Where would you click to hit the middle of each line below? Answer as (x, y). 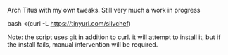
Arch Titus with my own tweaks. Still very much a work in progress (104, 10)
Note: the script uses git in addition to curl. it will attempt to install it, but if (114, 37)
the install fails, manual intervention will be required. (83, 44)
